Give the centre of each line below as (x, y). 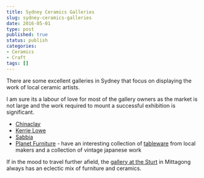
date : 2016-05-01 (29, 23)
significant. (21, 112)
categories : (22, 46)
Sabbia (24, 137)
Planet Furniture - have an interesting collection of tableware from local (105, 143)
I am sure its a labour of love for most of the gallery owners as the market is (102, 99)
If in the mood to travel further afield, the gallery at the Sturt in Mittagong (99, 161)
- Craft (16, 57)
